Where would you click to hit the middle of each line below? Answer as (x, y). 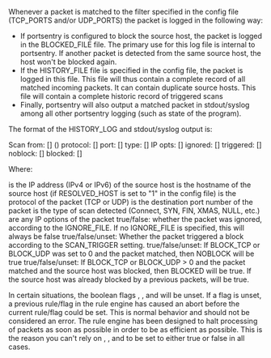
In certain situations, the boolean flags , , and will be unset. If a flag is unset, (135, 295)
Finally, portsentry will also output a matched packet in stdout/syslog (135, 105)
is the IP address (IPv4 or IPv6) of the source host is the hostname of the (130, 185)
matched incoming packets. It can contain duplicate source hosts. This (138, 87)
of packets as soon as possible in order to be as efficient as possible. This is (135, 330)
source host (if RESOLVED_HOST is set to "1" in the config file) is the (123, 193)
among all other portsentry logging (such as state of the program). (131, 113)
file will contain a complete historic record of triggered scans (122, 96)
